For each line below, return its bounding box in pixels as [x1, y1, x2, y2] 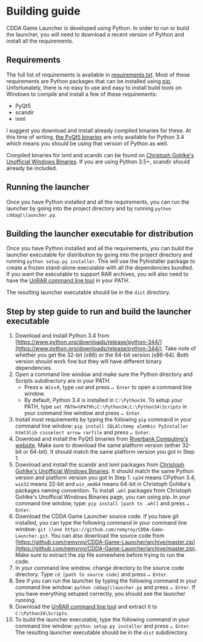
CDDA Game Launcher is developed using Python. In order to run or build [6, 24, 190, 32]
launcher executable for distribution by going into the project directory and [6, 251, 193, 259]
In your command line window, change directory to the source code [15, 564, 184, 572]
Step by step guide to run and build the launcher [6, 306, 192, 316]
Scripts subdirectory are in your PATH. [15, 377, 111, 384]
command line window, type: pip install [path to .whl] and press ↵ [15, 500, 190, 507]
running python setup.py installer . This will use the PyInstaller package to [6, 258, 196, 265]
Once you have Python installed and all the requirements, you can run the [6, 198, 190, 205]
